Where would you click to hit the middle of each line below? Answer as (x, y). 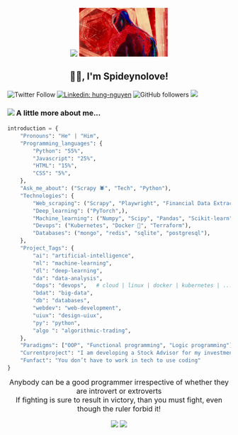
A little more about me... (58, 113)
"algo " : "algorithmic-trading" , (82, 331)
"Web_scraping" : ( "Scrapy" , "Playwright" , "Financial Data (122, 203)
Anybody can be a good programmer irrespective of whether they (119, 382)
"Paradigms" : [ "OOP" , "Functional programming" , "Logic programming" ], (128, 346)
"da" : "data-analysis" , (68, 278)
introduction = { (33, 128)
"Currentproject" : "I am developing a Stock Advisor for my (110, 353)
